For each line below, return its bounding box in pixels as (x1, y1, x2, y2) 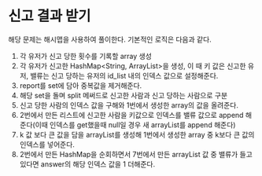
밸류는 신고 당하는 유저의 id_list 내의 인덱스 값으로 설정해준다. (30, 71, 219, 80)
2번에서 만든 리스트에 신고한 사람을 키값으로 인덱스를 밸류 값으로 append (19, 110, 244, 119)
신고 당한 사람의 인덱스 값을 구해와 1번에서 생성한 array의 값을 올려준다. (19, 100, 238, 110)
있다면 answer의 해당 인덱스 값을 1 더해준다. (19, 159, 156, 169)
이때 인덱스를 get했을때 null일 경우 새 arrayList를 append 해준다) (35, 119, 236, 130)
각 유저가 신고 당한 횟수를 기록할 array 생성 (19, 51, 152, 60)
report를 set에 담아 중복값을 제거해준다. (19, 80, 142, 90)
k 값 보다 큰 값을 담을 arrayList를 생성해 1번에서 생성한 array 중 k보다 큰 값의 (19, 130, 255, 139)
